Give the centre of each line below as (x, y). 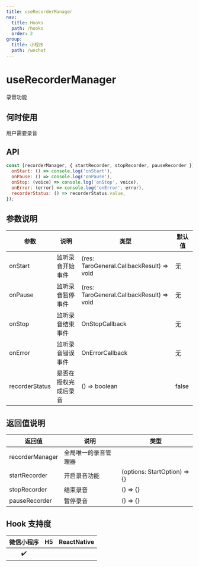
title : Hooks (28, 23)
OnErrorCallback (105, 353)
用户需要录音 (22, 133)
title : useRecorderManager (39, 12)
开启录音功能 (82, 476)
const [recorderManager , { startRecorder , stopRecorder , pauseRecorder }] (100, 166)
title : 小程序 (28, 45)
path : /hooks (28, 28)
